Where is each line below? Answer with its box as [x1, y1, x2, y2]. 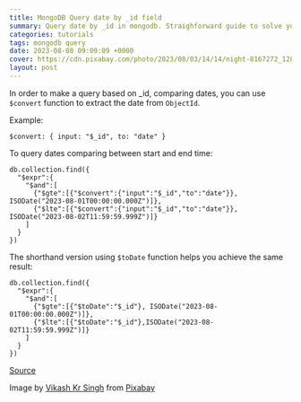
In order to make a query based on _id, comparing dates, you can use [9, 87, 266, 99]
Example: [9, 114, 44, 126]
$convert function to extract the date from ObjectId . [9, 97, 201, 108]
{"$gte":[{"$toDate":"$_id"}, [32, 301, 146, 310]
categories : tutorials [9, 30, 94, 39]
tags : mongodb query [9, 38, 87, 48]
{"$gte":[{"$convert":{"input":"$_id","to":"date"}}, [32, 188, 239, 197]
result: [9, 261, 33, 272]
